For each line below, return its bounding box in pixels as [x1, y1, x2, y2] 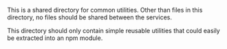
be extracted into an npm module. [7, 34, 103, 42]
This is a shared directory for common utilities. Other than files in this [7, 6, 203, 14]
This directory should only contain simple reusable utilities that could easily [7, 27, 220, 35]
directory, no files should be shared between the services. [7, 13, 173, 21]
